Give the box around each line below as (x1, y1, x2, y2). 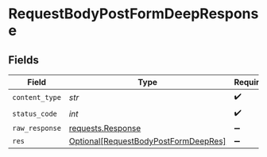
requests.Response (68, 123, 141, 133)
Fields (8, 53, 40, 67)
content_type (12, 93, 62, 101)
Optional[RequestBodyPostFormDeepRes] (68, 136, 226, 147)
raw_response (12, 124, 62, 132)
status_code (12, 109, 58, 118)
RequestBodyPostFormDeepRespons (8, 5, 259, 23)
